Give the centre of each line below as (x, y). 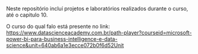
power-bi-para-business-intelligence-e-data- (62, 39)
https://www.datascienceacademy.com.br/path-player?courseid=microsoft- (99, 33)
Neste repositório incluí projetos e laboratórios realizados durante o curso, (97, 9)
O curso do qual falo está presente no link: (58, 26)
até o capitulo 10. (27, 15)
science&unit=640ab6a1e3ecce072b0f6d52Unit (65, 45)
